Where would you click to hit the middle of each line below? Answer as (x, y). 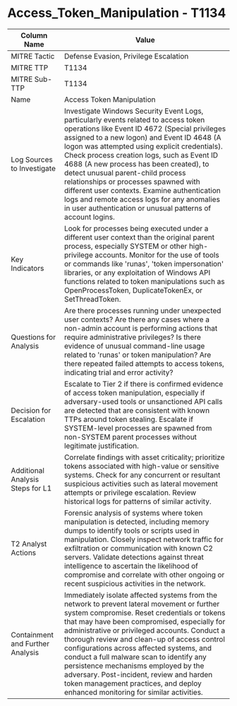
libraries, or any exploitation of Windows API (137, 272)
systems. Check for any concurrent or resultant (142, 475)
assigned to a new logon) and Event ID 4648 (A (142, 137)
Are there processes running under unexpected (142, 310)
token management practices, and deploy (133, 683)
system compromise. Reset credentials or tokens (145, 613)
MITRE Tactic (33, 56)
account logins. (89, 217)
